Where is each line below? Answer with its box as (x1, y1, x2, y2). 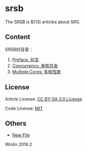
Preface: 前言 (12, 57, 39, 62)
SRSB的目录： (5, 46, 34, 52)
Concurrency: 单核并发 (12, 62, 58, 68)
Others (5, 119, 27, 127)
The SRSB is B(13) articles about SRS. (5, 19, 80, 25)
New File (12, 132, 30, 138)
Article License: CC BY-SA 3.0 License (5, 96, 82, 102)
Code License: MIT (5, 105, 43, 111)
